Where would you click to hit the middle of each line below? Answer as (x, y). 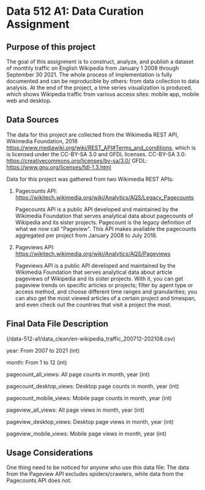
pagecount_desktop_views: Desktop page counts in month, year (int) (93, 386)
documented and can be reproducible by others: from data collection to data (103, 81)
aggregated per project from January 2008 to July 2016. (86, 235)
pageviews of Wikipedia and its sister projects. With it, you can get (99, 278)
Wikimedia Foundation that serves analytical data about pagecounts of (104, 216)
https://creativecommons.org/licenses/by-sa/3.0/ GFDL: (77, 160)
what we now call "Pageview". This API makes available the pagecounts (106, 228)
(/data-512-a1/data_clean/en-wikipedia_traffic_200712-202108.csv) (91, 339)
